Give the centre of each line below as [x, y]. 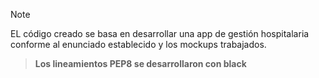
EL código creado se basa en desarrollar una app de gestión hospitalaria [160, 33]
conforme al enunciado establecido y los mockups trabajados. [138, 44]
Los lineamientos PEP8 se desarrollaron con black [140, 63]
